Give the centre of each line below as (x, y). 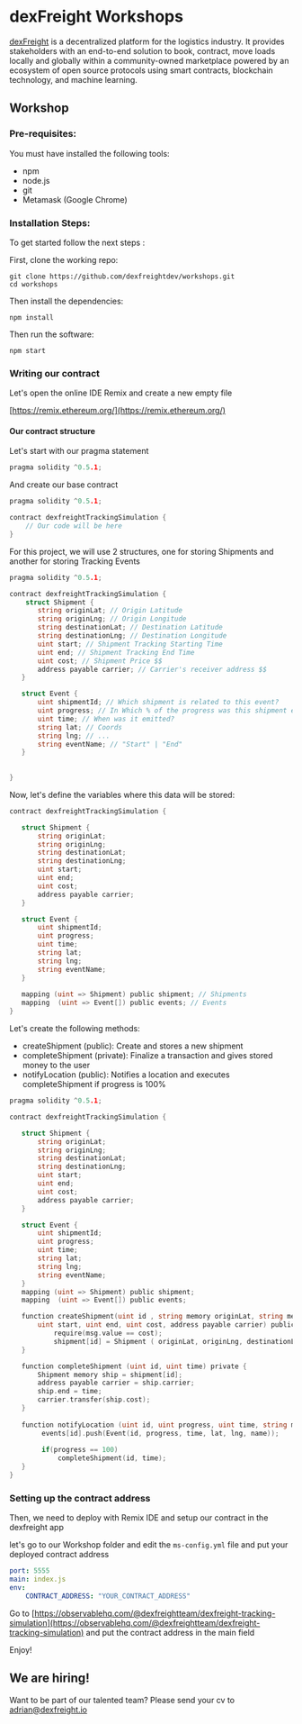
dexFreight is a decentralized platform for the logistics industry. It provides (147, 41)
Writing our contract (55, 373)
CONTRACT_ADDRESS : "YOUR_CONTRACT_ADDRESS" (108, 1596)
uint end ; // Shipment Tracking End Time (116, 652)
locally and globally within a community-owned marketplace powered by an (149, 60)
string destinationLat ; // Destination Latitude (130, 628)
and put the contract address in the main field (170, 1632)
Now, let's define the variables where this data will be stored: (122, 794)
